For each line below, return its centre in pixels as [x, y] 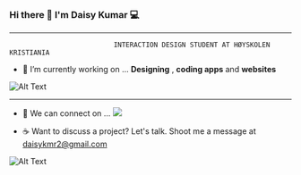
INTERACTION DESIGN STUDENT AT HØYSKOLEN [192, 45]
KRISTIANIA [30, 53]
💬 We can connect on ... [66, 113]
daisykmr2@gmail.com [64, 144]
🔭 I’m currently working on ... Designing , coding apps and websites [149, 70]
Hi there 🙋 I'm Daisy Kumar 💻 [74, 14]
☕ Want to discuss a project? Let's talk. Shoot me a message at [139, 131]
